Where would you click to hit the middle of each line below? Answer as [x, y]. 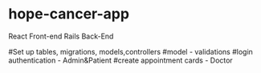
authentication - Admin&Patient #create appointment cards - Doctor [120, 60]
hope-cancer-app [69, 14]
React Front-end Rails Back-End [61, 36]
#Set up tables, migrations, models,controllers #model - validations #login [130, 51]
